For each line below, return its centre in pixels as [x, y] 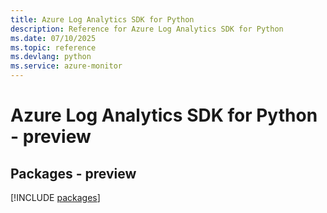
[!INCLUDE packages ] [55, 197]
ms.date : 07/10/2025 [53, 38]
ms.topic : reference [53, 47]
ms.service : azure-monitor [66, 66]
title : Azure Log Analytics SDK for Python [102, 19]
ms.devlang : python [51, 57]
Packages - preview [73, 173]
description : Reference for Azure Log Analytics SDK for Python [147, 29]
